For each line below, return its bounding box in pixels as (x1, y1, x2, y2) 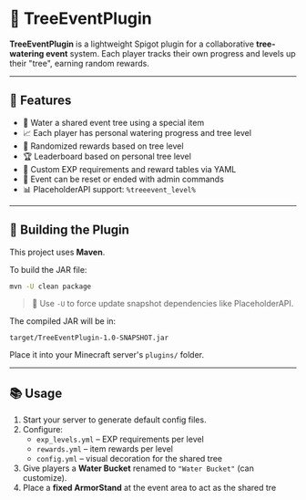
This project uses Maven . (9, 246, 106, 257)
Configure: (22, 424, 64, 435)
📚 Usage (9, 385, 63, 401)
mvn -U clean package (9, 282, 92, 291)
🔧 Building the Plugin (9, 223, 130, 238)
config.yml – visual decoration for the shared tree (36, 453, 223, 464)
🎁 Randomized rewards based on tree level (22, 141, 184, 151)
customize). (22, 473, 67, 484)
